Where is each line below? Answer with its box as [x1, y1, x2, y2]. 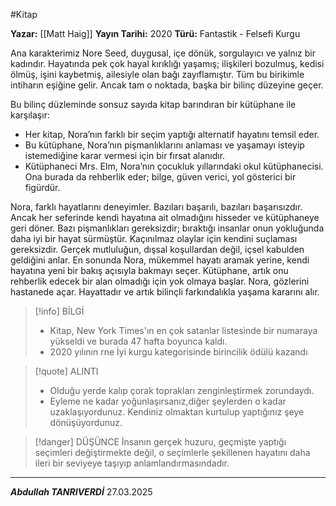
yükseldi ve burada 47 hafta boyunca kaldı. [49, 335, 228, 347]
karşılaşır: [10, 109, 50, 121]
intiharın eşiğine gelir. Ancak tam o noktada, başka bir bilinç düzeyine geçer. [10, 79, 324, 91]
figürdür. [24, 182, 61, 193]
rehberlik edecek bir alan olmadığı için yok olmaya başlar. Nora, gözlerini [10, 275, 310, 287]
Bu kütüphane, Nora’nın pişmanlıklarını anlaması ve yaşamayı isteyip [24, 139, 305, 151]
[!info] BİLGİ [34, 305, 85, 317]
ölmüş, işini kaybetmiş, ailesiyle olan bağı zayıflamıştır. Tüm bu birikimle [10, 69, 305, 80]
